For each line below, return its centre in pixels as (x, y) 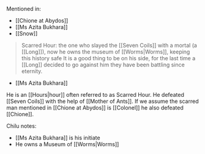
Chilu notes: (21, 126)
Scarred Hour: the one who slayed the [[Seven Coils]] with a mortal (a (109, 45)
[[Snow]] (26, 33)
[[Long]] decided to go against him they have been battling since (103, 65)
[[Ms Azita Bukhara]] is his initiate (58, 138)
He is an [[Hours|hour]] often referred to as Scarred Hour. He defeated (95, 95)
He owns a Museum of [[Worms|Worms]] (67, 144)
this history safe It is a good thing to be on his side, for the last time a (108, 58)
